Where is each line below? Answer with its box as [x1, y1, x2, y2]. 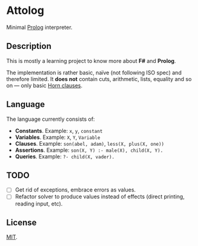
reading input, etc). [15, 200, 63, 207]
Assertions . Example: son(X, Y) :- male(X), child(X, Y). [15, 146, 163, 154]
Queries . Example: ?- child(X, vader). [15, 152, 115, 160]
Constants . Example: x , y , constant [15, 127, 103, 134]
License [6, 217, 37, 227]
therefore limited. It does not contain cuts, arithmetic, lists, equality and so [6, 75, 192, 82]
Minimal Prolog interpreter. [6, 24, 73, 31]
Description [6, 41, 51, 51]
